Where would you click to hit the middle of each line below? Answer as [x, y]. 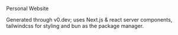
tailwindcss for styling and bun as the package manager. [75, 26]
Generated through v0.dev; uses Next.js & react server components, [89, 20]
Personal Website [27, 8]
